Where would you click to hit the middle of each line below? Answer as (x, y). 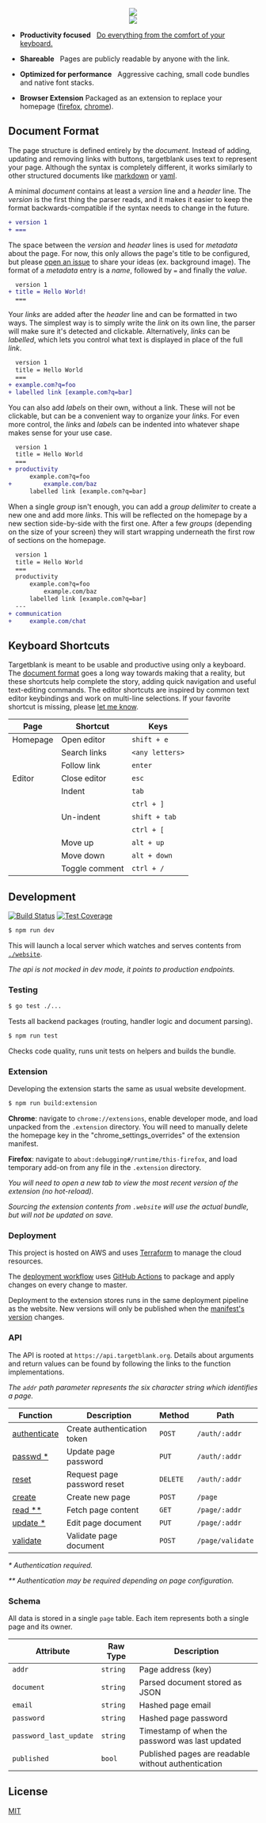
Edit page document (104, 1523)
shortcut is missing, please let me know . (73, 707)
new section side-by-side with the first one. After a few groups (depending (130, 523)
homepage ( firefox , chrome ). (66, 106)
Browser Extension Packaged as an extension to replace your (121, 98)
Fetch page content (103, 1510)
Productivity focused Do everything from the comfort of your (122, 35)
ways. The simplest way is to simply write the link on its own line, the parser (132, 323)
